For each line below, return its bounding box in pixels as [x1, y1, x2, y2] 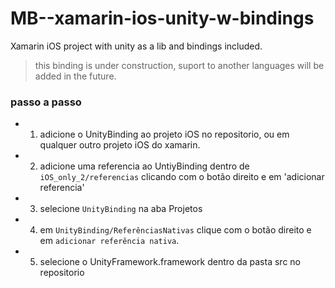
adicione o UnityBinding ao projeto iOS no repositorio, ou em [39, 128, 290, 141]
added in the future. [34, 70, 117, 82]
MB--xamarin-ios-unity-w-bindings [10, 7, 315, 30]
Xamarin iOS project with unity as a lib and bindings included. [10, 40, 263, 52]
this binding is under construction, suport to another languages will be [34, 59, 325, 71]
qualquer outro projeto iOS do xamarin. [39, 139, 201, 151]
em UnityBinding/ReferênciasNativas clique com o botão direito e [39, 224, 312, 236]
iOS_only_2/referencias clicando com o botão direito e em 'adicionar [39, 171, 325, 183]
